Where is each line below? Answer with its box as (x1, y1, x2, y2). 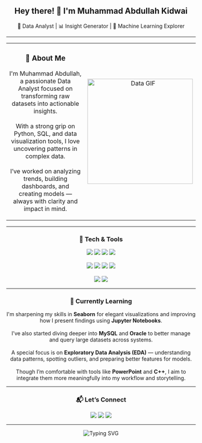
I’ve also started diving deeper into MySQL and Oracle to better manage (11, 330, 191, 337)
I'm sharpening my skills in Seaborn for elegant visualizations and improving (6, 311, 196, 318)
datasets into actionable (11, 99, 79, 108)
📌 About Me (25, 53, 66, 63)
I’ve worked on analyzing (10, 167, 81, 175)
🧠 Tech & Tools (79, 235, 123, 243)
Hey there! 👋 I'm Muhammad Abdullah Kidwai (14, 6, 188, 16)
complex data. (25, 151, 66, 160)
